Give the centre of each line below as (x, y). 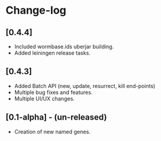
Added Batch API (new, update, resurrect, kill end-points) (85, 86)
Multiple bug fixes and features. (54, 92)
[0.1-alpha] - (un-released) (56, 117)
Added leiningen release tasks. (52, 53)
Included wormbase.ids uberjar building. (64, 46)
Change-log (36, 10)
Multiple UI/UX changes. (45, 98)
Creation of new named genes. (52, 131)
